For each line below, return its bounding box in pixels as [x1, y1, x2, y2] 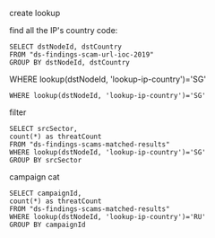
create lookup [9, 8, 61, 18]
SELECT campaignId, [9, 189, 82, 198]
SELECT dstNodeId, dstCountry [9, 42, 123, 51]
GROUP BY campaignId [9, 220, 87, 229]
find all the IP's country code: [9, 25, 118, 35]
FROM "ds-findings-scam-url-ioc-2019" [9, 50, 154, 59]
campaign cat [9, 172, 60, 182]
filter [9, 107, 27, 118]
